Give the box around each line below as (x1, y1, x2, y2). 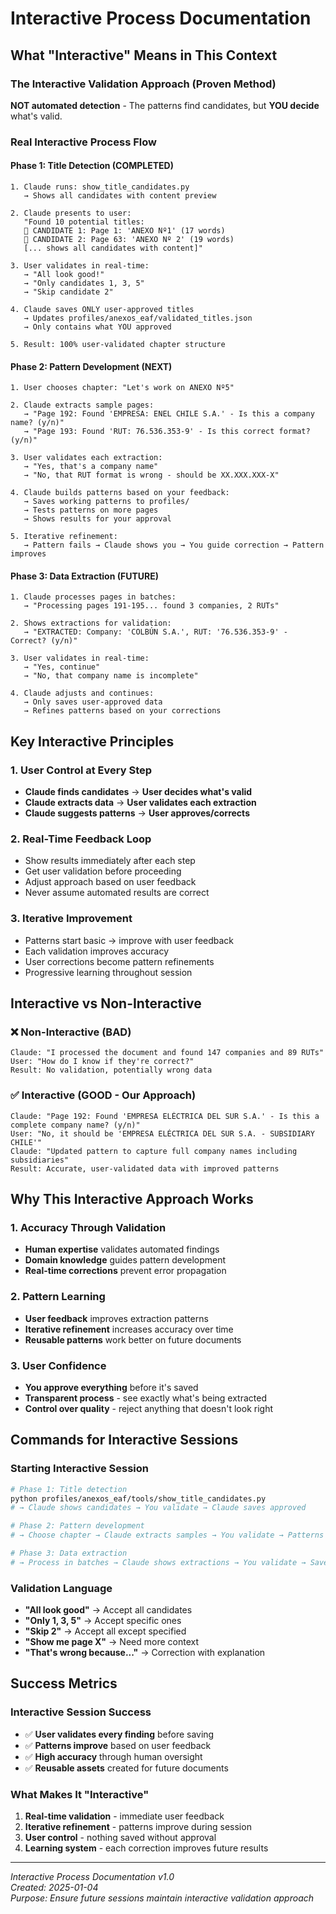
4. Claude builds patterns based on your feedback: (10, 488, 230, 498)
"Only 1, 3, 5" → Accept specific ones (24, 1615, 182, 1627)
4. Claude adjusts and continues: (10, 688, 155, 699)
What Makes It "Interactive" (10, 1787, 150, 1801)
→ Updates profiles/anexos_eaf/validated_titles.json (23, 313, 253, 323)
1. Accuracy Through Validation (10, 1220, 167, 1234)
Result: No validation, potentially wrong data (10, 1065, 213, 1076)
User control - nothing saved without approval (24, 1832, 217, 1844)
